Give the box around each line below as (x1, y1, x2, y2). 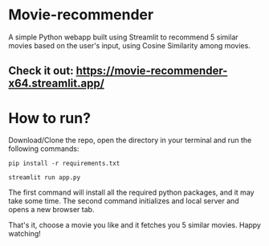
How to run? (8, 109, 91, 127)
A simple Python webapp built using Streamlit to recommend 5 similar (8, 32, 238, 42)
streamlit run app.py (8, 174, 81, 182)
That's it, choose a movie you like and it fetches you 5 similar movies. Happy (8, 220, 261, 230)
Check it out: (8, 64, 74, 78)
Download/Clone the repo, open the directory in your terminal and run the (8, 135, 252, 146)
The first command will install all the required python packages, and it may (8, 187, 255, 198)
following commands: (8, 144, 79, 154)
